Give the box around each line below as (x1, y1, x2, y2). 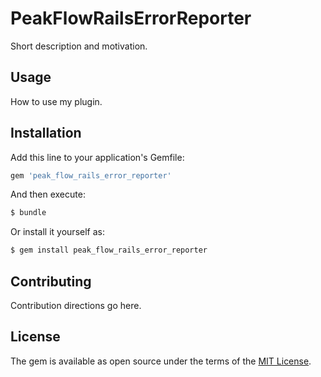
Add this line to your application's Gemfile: (10, 151, 185, 163)
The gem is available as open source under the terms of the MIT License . (10, 355, 312, 367)
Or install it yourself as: (10, 226, 105, 238)
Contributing (10, 273, 92, 290)
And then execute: (10, 188, 86, 201)
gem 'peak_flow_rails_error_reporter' (10, 170, 172, 181)
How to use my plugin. (10, 95, 103, 107)
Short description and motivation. (10, 40, 148, 52)
